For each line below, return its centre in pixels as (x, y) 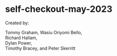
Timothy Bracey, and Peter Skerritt (40, 48)
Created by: (17, 23)
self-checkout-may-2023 (59, 9)
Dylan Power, (19, 43)
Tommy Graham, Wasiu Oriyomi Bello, (44, 32)
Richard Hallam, (21, 38)
